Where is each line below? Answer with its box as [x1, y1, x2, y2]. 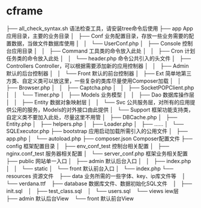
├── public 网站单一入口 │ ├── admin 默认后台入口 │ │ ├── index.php [6, 157, 191, 164]
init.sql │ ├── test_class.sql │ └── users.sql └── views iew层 [6, 187, 179, 194]
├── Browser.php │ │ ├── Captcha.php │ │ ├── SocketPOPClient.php [6, 84, 194, 91]
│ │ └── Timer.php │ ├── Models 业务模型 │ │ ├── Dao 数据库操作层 [6, 91, 195, 98]
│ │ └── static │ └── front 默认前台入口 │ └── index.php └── [6, 165, 174, 172]
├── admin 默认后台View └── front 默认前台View [6, 195, 134, 202]
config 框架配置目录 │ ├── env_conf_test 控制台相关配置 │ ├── [6, 142, 170, 149]
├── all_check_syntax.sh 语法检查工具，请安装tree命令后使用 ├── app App [6, 25, 193, 32]
